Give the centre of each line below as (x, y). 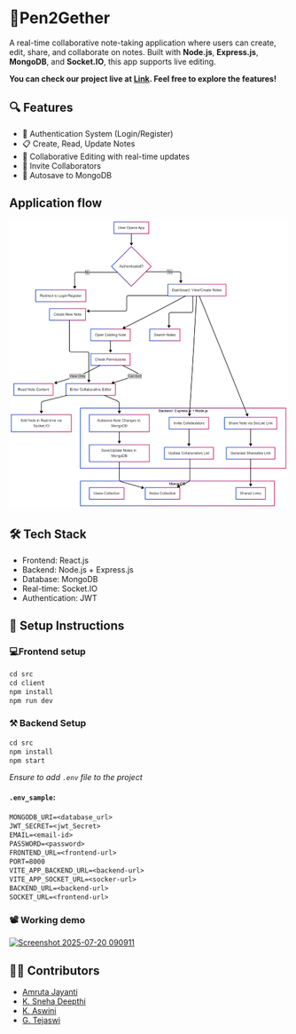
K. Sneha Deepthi (54, 1001)
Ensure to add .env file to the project (76, 777)
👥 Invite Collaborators (62, 166)
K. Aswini (39, 1010)
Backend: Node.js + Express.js (78, 569)
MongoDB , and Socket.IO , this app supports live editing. (113, 61)
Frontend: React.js (55, 560)
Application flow (56, 203)
